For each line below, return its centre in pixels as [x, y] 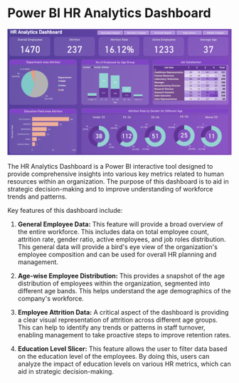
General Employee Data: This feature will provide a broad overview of [121, 224]
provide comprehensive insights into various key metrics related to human [116, 174]
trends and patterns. [37, 196]
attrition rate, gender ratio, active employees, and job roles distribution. [122, 239]
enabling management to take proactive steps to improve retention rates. [124, 335]
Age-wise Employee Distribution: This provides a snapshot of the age [121, 276]
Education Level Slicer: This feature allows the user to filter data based [122, 349]
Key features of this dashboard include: [65, 211]
